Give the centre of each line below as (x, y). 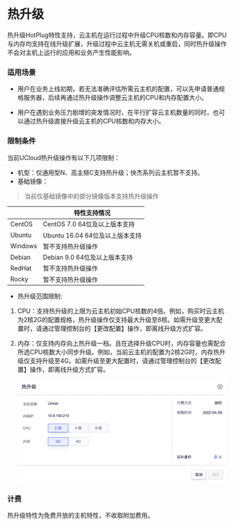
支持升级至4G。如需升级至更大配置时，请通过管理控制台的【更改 (123, 361)
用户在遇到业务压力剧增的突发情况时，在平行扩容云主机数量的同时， (115, 112)
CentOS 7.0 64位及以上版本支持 (89, 224)
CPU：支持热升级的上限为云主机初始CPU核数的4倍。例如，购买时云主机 (121, 311)
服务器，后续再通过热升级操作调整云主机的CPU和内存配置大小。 (115, 98)
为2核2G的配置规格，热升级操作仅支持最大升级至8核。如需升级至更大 (117, 320)
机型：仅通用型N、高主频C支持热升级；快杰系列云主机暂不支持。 (110, 173)
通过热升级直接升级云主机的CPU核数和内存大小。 (94, 121)
